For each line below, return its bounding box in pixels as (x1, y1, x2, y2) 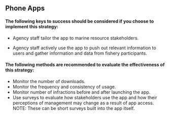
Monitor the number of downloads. (12, 78, 85, 84)
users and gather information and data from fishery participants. (12, 50, 147, 56)
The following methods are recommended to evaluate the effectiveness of (5, 62, 165, 68)
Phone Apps (5, 4, 45, 13)
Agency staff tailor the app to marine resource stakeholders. (12, 35, 139, 41)
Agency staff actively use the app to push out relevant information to (12, 45, 156, 51)
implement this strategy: (5, 23, 58, 29)
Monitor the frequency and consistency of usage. (12, 84, 116, 90)
